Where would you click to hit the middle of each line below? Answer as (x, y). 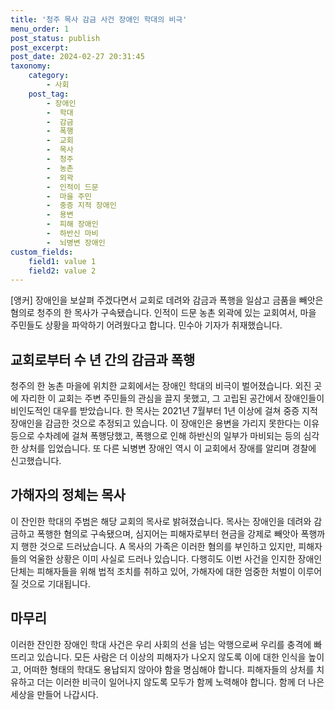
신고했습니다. (36, 461)
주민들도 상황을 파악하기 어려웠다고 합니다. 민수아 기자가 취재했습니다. (146, 325)
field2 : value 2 (62, 271)
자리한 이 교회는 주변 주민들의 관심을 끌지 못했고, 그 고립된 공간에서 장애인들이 (172, 398)
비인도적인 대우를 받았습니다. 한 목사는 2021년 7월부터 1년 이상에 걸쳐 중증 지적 (164, 411)
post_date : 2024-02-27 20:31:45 (77, 57)
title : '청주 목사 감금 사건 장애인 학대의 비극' (99, 19)
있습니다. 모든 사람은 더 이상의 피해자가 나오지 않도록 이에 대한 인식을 (171, 657)
